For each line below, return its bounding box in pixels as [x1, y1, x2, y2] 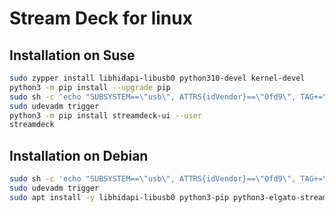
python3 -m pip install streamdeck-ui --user [9, 110, 202, 121]
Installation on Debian [9, 147, 149, 164]
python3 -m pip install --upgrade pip [9, 82, 171, 92]
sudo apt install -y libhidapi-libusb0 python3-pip [9, 192, 229, 202]
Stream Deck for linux [9, 7, 193, 30]
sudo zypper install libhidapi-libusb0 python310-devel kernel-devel [9, 73, 306, 83]
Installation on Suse [9, 47, 136, 64]
